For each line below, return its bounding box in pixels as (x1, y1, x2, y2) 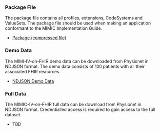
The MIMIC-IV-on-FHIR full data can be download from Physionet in (5, 101, 141, 107)
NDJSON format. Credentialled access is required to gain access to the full (5, 107, 156, 112)
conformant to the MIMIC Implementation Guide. (5, 25, 102, 31)
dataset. (5, 111, 22, 117)
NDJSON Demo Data (12, 78, 54, 84)
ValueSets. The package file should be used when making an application (5, 20, 151, 26)
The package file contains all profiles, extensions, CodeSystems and (5, 15, 143, 21)
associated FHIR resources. (5, 68, 60, 74)
